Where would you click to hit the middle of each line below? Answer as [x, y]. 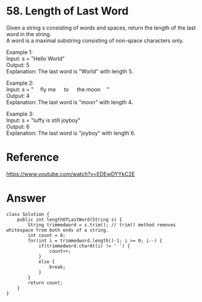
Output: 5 [18, 65]
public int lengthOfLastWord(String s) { [69, 220]
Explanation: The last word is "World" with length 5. [70, 71]
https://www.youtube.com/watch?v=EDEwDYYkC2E [71, 174]
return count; [45, 283]
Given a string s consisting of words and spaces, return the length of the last [101, 28]
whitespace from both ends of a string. [58, 230]
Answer [26, 198]
